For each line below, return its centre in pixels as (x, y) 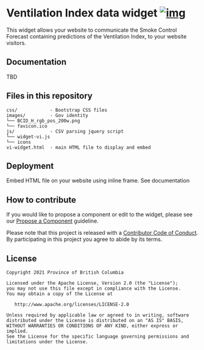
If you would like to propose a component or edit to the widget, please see (100, 215)
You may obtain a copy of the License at (60, 294)
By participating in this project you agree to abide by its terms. (84, 239)
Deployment (30, 166)
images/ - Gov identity (47, 115)
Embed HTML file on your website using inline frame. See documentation (98, 180)
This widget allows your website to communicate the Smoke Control (92, 30)
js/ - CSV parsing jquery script (65, 131)
